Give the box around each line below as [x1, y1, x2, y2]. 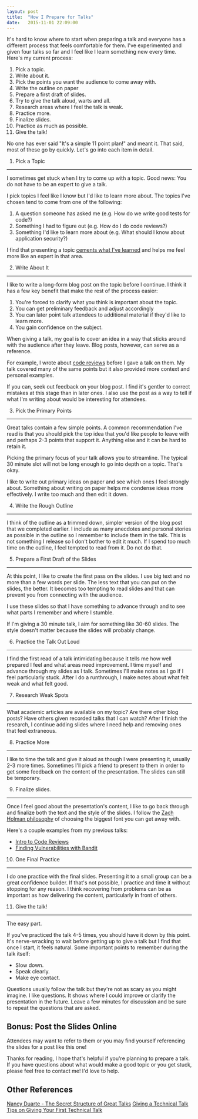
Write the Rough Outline [15, 502, 73, 509]
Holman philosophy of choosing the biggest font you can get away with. [6, 815, 181, 822]
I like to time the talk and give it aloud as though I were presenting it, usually [6, 756, 190, 763]
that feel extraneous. [6, 728, 57, 735]
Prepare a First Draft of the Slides [15, 555, 96, 563]
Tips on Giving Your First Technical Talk [6, 1107, 103, 1113]
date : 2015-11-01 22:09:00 [6, 19, 78, 25]
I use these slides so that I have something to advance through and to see [6, 603, 186, 610]
